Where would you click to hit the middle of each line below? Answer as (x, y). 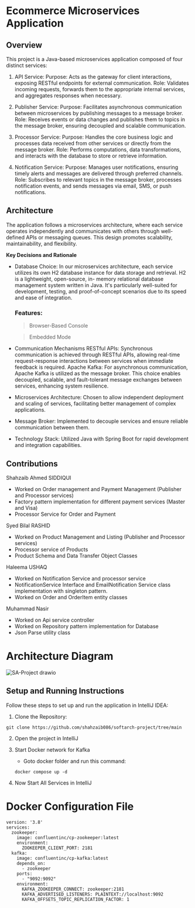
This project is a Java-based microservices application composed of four (95, 59)
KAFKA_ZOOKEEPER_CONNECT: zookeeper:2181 (73, 889)
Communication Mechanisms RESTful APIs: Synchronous (84, 349)
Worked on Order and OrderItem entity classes (71, 597)
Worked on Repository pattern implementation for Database (87, 626)
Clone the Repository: (41, 716)
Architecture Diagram (60, 656)
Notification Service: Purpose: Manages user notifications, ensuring (96, 167)
